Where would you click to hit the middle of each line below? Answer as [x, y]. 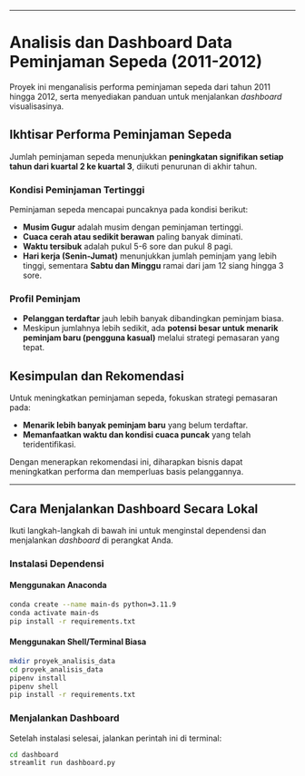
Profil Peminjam [45, 299]
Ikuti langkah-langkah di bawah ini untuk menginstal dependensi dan [138, 530]
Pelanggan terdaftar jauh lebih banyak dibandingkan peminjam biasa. [153, 319]
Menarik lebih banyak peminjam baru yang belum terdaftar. [135, 425]
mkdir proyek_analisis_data [63, 661]
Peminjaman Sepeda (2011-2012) [136, 62]
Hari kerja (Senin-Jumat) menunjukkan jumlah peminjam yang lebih [149, 256]
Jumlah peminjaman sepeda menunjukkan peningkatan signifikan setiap [147, 156]
